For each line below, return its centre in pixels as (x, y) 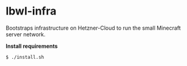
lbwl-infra (31, 11)
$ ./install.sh (25, 57)
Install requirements (32, 46)
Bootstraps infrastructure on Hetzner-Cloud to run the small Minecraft (93, 28)
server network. (26, 34)
